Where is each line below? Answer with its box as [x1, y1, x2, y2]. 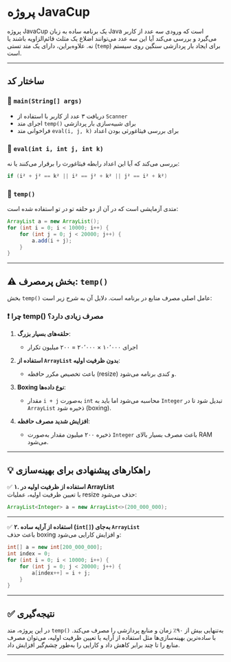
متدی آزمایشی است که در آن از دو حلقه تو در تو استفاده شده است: [7, 205, 179, 213]
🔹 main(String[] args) [7, 96, 82, 106]
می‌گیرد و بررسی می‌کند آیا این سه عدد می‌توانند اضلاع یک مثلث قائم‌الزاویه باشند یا [7, 34, 217, 42]
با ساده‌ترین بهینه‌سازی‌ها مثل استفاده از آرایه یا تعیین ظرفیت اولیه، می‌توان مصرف [7, 634, 217, 642]
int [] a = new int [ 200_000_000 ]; [7, 544, 103, 551]
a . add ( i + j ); [32, 237, 72, 244]
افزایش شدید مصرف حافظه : [16, 417, 91, 425]
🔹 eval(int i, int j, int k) [7, 143, 104, 153]
